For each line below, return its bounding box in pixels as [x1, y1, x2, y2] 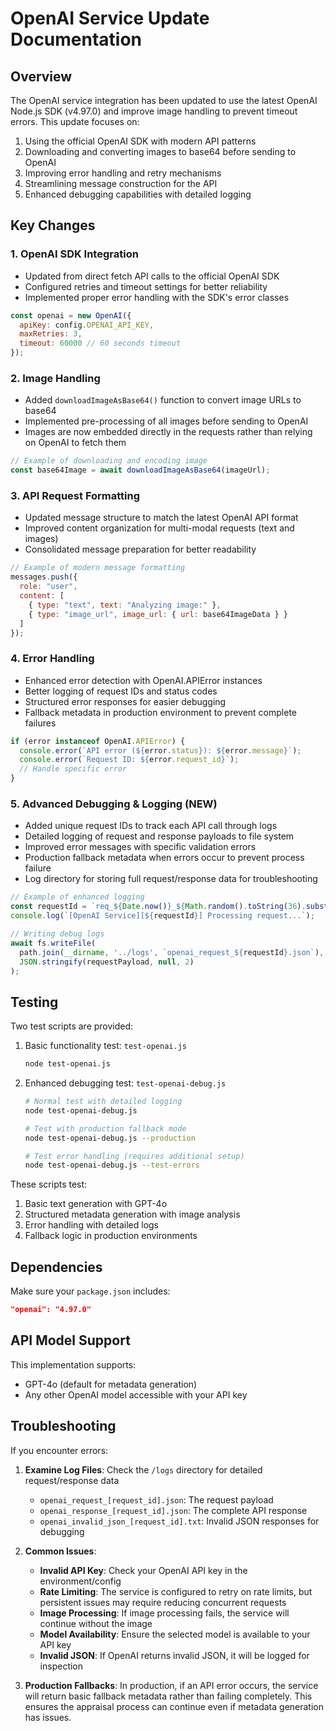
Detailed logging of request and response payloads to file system [24, 830, 295, 842]
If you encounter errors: [10, 1444, 109, 1456]
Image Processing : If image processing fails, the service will [39, 1607, 290, 1619]
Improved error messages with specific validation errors [24, 841, 257, 853]
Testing [10, 993, 59, 1011]
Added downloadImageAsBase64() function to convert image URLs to [24, 394, 302, 406]
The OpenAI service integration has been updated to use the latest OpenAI [10, 95, 318, 106]
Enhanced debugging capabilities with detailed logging [24, 188, 252, 200]
